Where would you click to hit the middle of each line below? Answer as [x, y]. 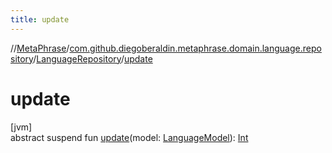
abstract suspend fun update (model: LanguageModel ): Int [129, 137]
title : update [40, 19]
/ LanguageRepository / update [93, 58]
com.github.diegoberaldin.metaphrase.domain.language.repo [195, 48]
